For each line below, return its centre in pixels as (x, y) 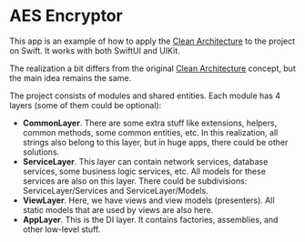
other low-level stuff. (61, 229)
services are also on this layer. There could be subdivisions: (135, 181)
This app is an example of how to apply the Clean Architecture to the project (152, 41)
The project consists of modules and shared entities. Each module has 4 (145, 96)
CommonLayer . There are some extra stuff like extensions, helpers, (150, 123)
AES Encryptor (66, 16)
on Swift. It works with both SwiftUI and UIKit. (95, 50)
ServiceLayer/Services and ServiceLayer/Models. (115, 190)
